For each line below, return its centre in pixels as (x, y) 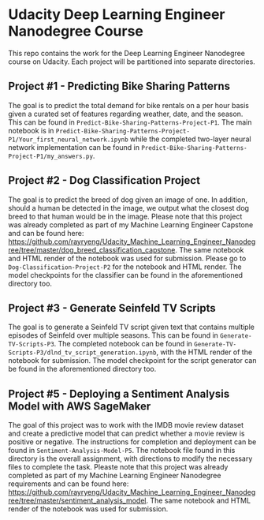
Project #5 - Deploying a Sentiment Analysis (119, 393)
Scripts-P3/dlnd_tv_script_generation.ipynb (82, 353)
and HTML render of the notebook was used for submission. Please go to (127, 258)
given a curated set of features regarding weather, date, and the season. (126, 114)
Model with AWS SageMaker (80, 406)
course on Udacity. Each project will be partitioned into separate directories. (132, 62)
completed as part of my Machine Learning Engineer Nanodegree (115, 476)
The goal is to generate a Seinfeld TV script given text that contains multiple (131, 327)
